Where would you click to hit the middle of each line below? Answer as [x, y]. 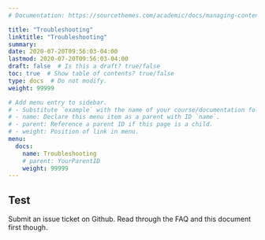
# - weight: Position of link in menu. [74, 132]
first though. [28, 227]
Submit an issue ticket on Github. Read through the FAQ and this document [130, 219]
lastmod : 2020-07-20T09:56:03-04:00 [68, 59]
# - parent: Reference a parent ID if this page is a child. [111, 124]
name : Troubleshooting [60, 153]
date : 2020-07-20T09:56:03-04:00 [63, 52]
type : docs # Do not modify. [58, 81]
